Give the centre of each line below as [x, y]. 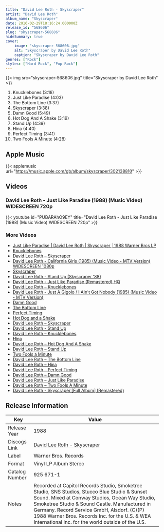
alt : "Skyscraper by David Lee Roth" [53, 50]
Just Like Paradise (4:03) [38, 97]
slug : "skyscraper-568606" [33, 32]
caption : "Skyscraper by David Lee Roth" [57, 55]
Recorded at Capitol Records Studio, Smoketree [88, 485]
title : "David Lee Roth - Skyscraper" [45, 9]
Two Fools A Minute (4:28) [39, 139]
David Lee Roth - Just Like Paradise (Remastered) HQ [66, 282]
